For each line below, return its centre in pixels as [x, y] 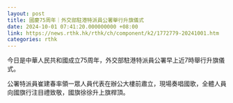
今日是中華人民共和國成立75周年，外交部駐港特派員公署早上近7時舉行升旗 [113, 61]
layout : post [26, 14]
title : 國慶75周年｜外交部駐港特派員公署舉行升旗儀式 [76, 20]
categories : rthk [32, 40]
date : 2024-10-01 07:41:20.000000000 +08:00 [73, 26]
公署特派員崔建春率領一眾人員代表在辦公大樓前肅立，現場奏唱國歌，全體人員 [117, 84]
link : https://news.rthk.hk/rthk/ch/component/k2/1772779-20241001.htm [113, 33]
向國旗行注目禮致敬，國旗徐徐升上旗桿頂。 [68, 93]
